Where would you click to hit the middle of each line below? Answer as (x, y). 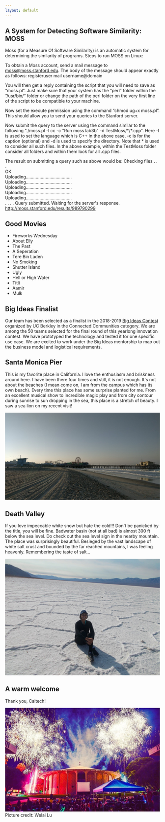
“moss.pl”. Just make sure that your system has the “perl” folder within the (81, 91)
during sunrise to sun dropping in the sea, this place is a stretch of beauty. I (82, 400)
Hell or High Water (31, 278)
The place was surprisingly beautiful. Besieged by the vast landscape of (78, 541)
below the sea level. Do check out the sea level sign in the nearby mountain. (82, 536)
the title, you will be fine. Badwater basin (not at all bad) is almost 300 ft (78, 531)
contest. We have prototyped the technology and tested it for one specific (80, 337)
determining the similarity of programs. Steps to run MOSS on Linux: (74, 56)
